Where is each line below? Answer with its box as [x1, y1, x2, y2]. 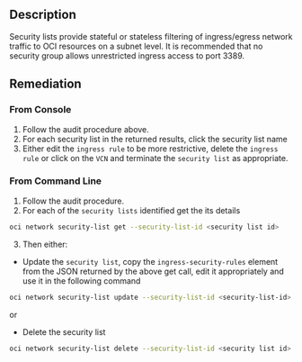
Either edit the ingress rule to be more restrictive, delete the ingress [22, 143, 279, 154]
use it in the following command [22, 275, 141, 286]
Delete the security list [22, 326, 106, 337]
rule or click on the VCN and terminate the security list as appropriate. [22, 152, 289, 163]
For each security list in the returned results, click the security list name [22, 133, 288, 144]
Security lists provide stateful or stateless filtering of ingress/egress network [9, 31, 293, 41]
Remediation [9, 77, 83, 92]
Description [9, 7, 76, 23]
